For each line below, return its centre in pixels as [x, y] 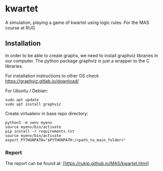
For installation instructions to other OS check [52, 76]
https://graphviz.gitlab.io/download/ [42, 81]
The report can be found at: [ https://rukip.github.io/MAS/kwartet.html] [77, 164]
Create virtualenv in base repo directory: [47, 113]
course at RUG [20, 27]
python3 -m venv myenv [29, 123]
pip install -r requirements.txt [40, 131]
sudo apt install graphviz [33, 104]
